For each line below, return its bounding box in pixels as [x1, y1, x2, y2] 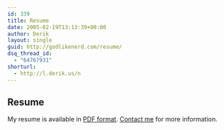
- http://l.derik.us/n [14, 70, 81, 77]
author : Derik [7, 30, 50, 38]
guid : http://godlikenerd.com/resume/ [7, 43, 122, 50]
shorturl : [7, 63, 37, 70]
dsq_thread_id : [7, 50, 53, 58]
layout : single [7, 37, 53, 44]
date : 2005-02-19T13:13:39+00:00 [7, 23, 107, 31]
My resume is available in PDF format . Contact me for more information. [7, 115, 218, 124]
